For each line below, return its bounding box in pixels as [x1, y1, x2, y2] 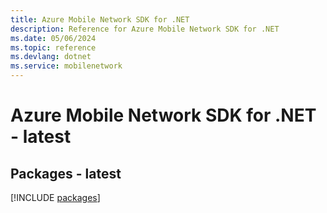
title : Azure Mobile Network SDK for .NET [10, 14, 190, 25]
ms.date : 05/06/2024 [10, 33, 97, 43]
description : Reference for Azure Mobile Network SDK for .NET [10, 24, 280, 34]
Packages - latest [10, 165, 122, 182]
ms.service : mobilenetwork [10, 61, 123, 71]
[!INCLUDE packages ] [10, 192, 101, 203]
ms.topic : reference [10, 42, 97, 53]
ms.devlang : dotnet [10, 52, 92, 62]
